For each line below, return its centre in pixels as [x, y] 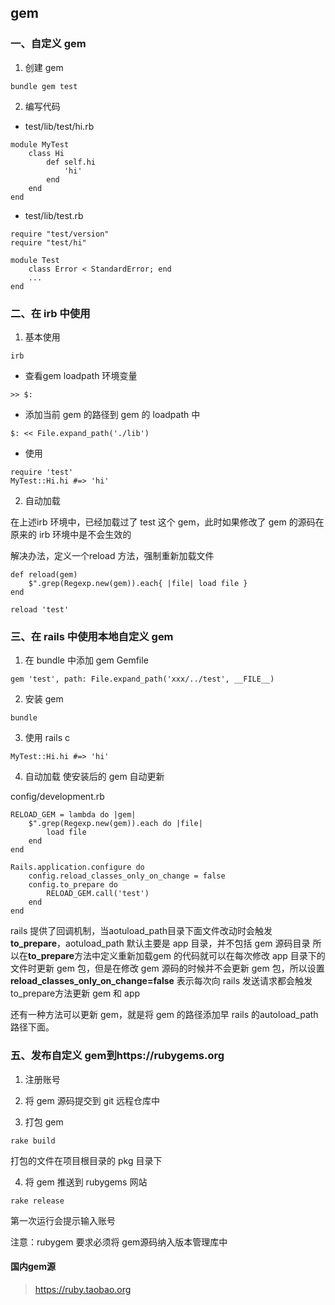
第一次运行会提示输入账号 [63, 1220]
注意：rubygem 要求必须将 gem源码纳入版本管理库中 [119, 1242]
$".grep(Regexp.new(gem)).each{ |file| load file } [138, 583]
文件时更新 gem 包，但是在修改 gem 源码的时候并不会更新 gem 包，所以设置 [167, 968]
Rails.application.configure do [77, 867]
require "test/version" [60, 234]
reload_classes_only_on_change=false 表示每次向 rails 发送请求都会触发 [161, 981]
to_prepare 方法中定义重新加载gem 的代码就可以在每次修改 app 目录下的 [177, 956]
